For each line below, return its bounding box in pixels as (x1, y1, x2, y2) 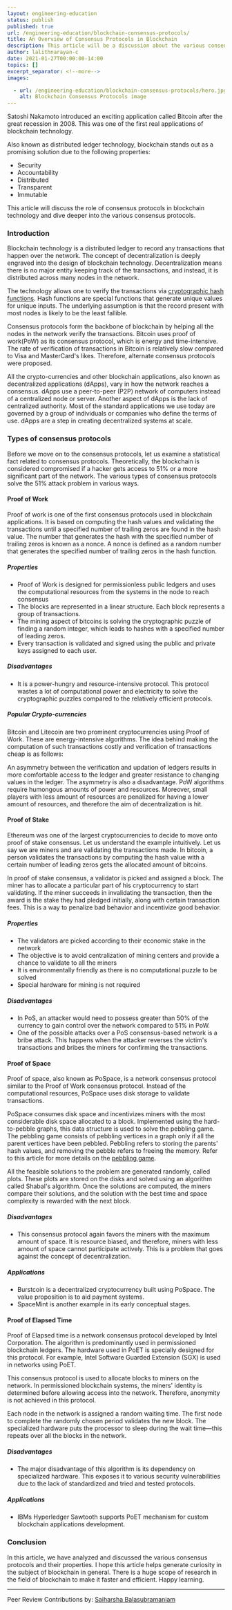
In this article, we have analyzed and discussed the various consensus (7, 1553, 208, 1562)
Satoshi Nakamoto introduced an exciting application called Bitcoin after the (7, 112, 223, 121)
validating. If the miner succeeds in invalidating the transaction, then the (7, 889, 213, 897)
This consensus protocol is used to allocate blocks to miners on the (7, 1374, 199, 1382)
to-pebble (7, 1125, 36, 1133)
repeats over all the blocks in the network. (7, 1432, 127, 1440)
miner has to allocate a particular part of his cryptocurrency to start (7, 881, 199, 889)
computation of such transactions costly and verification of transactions (7, 742, 212, 750)
